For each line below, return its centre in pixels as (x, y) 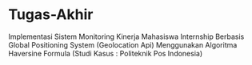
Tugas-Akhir (51, 15)
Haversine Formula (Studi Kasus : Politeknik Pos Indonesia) (106, 53)
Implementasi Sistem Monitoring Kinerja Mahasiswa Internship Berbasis (126, 36)
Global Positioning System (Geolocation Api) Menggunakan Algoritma (123, 44)
